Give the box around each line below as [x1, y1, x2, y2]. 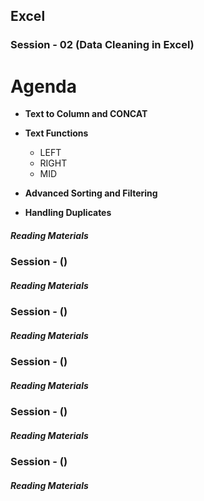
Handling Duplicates [24, 207, 112, 219]
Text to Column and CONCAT [24, 108, 148, 120]
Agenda [10, 75, 77, 98]
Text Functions [24, 127, 89, 139]
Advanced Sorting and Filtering [24, 187, 158, 199]
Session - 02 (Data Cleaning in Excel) [10, 38, 195, 52]
